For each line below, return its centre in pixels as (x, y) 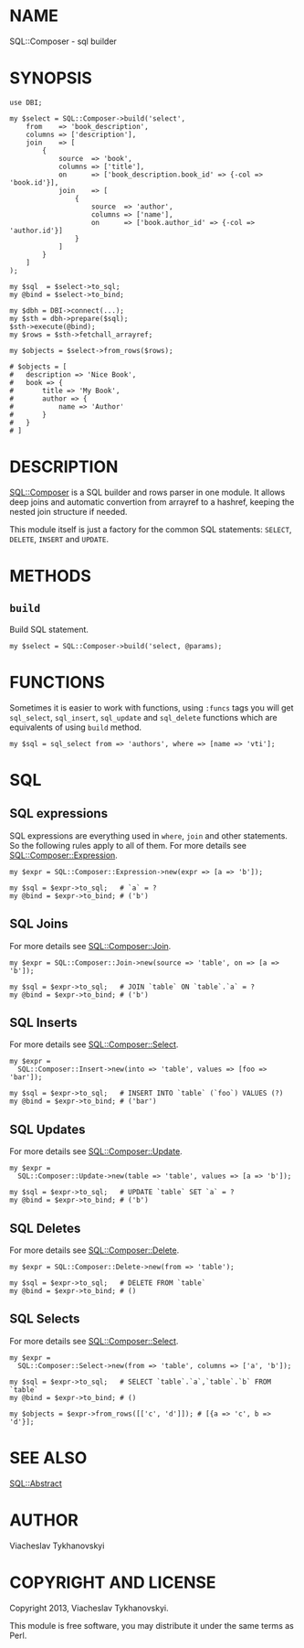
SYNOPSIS (51, 78)
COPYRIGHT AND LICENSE (113, 1582)
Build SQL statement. (49, 629)
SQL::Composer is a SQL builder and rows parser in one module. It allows (147, 492)
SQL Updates (47, 1129)
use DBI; (26, 102)
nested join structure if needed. (68, 511)
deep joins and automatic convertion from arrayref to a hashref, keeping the (152, 502)
